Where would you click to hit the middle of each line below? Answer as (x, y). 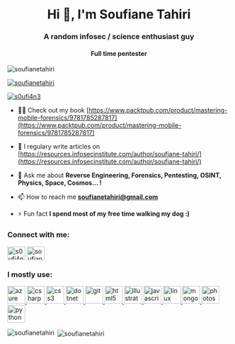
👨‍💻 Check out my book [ (53, 110)
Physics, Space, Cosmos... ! (60, 183)
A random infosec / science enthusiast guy (119, 37)
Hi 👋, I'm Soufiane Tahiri (119, 15)
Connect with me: (39, 235)
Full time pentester (119, 53)
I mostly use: (30, 274)
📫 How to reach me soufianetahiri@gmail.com (88, 197)
